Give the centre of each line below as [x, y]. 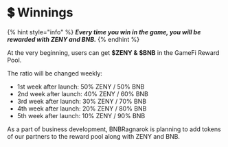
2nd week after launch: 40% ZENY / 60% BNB [83, 93]
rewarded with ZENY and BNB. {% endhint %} [73, 39]
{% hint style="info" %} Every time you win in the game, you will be [104, 32]
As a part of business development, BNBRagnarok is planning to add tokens [114, 129]
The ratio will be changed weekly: [55, 73]
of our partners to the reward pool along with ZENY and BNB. [94, 136]
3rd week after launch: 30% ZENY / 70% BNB [82, 101]
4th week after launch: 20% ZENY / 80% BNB [82, 109]
